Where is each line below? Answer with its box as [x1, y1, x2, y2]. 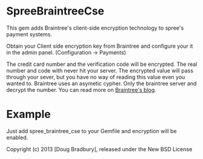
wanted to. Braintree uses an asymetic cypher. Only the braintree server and [6, 80, 197, 87]
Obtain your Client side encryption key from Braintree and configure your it [6, 42, 193, 50]
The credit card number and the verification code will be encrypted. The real [6, 60, 198, 68]
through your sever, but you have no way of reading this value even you [6, 73, 185, 80]
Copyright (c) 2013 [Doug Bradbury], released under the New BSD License [6, 145, 193, 152]
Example [6, 108, 51, 122]
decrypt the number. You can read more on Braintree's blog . [6, 86, 156, 93]
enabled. [6, 134, 28, 141]
